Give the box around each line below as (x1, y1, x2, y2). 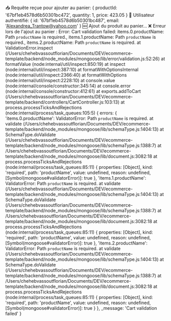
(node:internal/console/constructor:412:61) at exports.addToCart (5, 88, 141, 94)
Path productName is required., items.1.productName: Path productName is (5, 34, 156, 40)
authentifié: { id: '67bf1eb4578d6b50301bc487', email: (5, 17, 120, 23)
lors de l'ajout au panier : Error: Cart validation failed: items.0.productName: (5, 29, 164, 35)
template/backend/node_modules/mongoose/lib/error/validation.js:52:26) (5, 56, 160, 62)
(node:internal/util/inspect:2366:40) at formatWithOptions (5, 72, 127, 78)
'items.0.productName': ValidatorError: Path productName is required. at (5, 115, 154, 121)
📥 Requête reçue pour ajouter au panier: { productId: (5, 5, 117, 11)
